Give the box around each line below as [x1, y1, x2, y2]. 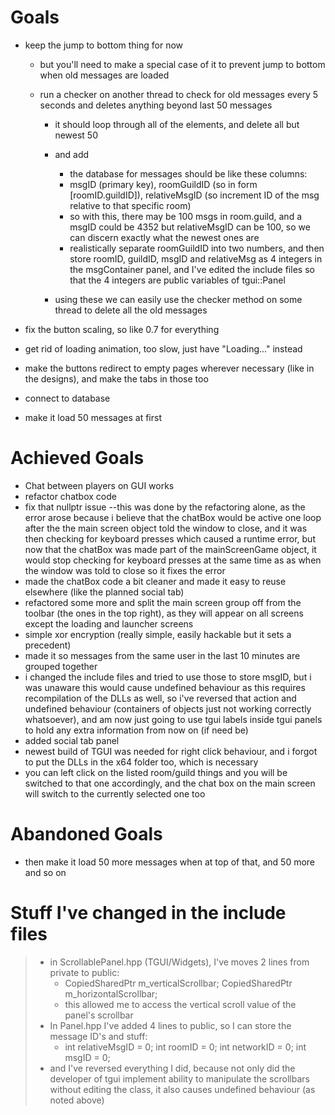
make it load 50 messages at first [24, 411, 162, 423]
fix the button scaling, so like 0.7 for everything [24, 323, 220, 335]
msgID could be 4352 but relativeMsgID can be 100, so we [69, 221, 311, 233]
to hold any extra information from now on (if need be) [24, 724, 249, 736]
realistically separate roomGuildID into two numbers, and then [69, 242, 325, 254]
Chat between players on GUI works [24, 479, 175, 491]
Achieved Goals [10, 447, 145, 470]
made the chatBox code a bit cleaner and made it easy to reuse [24, 575, 287, 587]
